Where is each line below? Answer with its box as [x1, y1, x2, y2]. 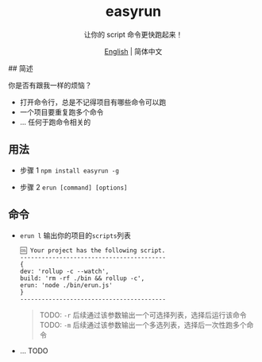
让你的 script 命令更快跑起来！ [83, 29, 183, 39]
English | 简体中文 [104, 46, 163, 56]
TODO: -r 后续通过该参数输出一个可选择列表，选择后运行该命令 [39, 309, 247, 320]
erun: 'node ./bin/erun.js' [19, 281, 113, 289]
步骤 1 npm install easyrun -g [19, 165, 119, 175]
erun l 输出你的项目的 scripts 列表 [19, 230, 131, 240]
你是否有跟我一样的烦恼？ [8, 80, 92, 90]
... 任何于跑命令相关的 [19, 117, 91, 127]
